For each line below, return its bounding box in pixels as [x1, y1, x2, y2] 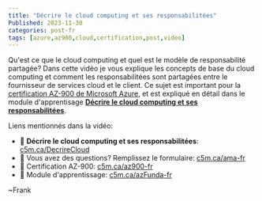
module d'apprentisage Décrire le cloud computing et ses [8, 97, 199, 107]
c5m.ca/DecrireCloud [19, 145, 90, 154]
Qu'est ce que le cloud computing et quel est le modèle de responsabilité [8, 55, 246, 65]
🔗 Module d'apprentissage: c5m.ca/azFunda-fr [19, 170, 172, 180]
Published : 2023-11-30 [8, 19, 83, 27]
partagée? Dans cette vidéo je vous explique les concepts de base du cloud [8, 64, 255, 74]
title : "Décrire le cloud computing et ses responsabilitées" [8, 11, 217, 20]
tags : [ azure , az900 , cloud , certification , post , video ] [8, 33, 185, 42]
